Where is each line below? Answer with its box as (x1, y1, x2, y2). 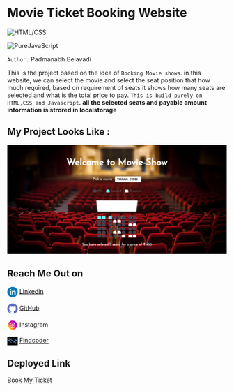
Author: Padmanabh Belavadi (7, 54, 92, 64)
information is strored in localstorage (7, 105, 117, 114)
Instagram (19, 320, 49, 329)
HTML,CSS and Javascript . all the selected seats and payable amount (7, 98, 208, 106)
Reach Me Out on (7, 267, 84, 280)
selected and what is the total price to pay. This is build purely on (7, 91, 203, 99)
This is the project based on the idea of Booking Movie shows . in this (7, 68, 201, 77)
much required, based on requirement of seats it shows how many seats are (7, 83, 226, 91)
